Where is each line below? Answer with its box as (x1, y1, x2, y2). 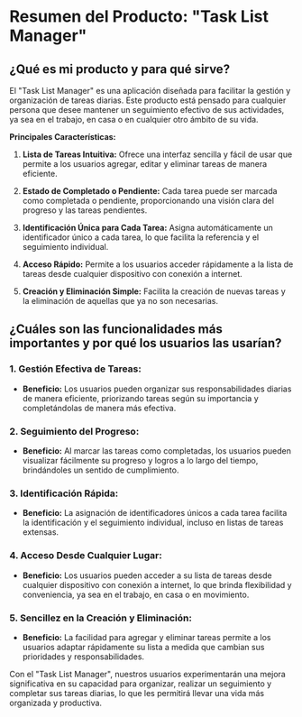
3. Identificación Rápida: (9, 487, 119, 500)
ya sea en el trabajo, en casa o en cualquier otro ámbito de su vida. (9, 115, 259, 124)
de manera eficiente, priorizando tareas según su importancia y (22, 392, 259, 403)
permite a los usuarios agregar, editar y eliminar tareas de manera (22, 159, 268, 169)
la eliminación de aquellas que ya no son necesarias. (22, 296, 219, 306)
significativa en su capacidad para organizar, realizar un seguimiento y (9, 678, 272, 689)
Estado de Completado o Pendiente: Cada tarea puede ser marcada (22, 186, 278, 196)
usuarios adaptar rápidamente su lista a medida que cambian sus (22, 641, 265, 652)
